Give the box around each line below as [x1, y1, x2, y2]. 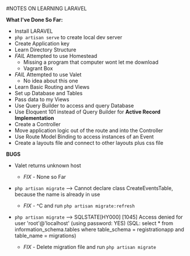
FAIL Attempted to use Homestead [14, 53, 98, 59]
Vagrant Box [23, 65, 53, 72]
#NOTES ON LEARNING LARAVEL [6, 5, 87, 12]
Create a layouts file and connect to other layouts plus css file [14, 140, 164, 146]
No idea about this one [23, 77, 78, 84]
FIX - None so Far [23, 174, 66, 180]
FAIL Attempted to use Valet [14, 71, 82, 78]
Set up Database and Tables [14, 90, 83, 96]
